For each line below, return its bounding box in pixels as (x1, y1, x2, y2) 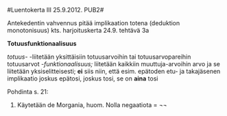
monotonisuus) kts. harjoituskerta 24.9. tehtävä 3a (7, 27, 150, 34)
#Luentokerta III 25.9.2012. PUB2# (7, 6, 104, 14)
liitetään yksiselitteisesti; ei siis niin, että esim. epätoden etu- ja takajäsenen (7, 68, 221, 75)
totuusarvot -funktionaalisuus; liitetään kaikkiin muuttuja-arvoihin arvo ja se (7, 60, 221, 68)
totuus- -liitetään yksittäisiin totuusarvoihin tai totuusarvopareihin (7, 53, 191, 61)
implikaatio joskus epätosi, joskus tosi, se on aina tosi (7, 74, 158, 83)
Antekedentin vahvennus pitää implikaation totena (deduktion (7, 19, 180, 27)
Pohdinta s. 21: (7, 88, 49, 96)
